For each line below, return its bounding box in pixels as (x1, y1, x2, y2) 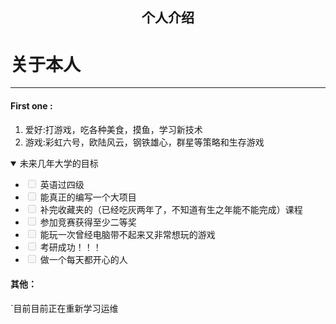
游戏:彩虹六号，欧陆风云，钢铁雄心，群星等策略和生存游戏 (24, 136, 265, 148)
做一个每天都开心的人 (39, 253, 128, 265)
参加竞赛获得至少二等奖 (39, 216, 137, 228)
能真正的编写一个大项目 (39, 191, 137, 203)
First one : (10, 99, 53, 112)
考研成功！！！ (39, 241, 102, 253)
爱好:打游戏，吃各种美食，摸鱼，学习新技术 (24, 123, 203, 135)
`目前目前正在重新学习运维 (10, 302, 119, 314)
